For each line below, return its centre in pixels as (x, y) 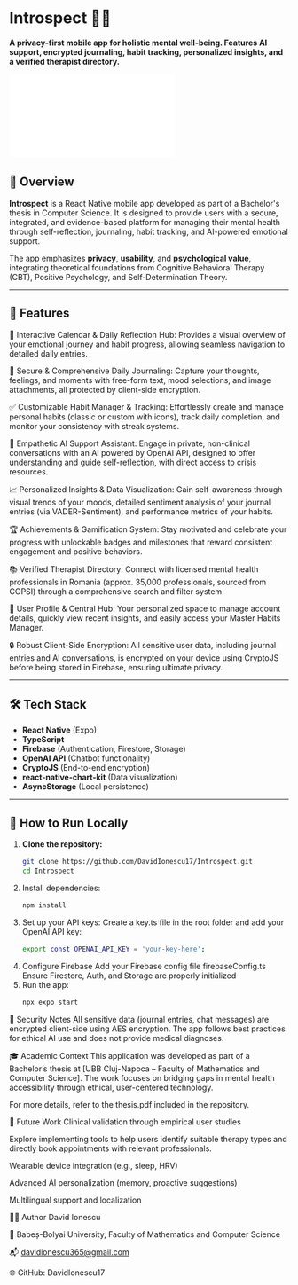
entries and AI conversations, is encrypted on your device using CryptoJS (144, 658)
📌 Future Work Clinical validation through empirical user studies (125, 1122)
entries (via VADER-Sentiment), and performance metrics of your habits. (141, 511)
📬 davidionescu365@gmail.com (70, 1252)
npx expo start (50, 1002)
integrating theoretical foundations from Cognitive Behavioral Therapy (137, 267)
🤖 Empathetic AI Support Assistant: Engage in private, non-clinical (130, 443)
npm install (44, 905)
